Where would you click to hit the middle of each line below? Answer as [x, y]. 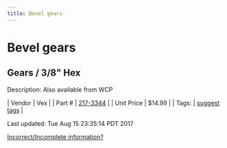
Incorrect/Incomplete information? [56, 137]
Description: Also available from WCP [60, 89]
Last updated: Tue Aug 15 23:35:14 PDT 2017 [70, 123]
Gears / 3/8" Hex [44, 73]
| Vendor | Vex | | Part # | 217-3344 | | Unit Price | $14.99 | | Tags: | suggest [113, 103]
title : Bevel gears [35, 13]
